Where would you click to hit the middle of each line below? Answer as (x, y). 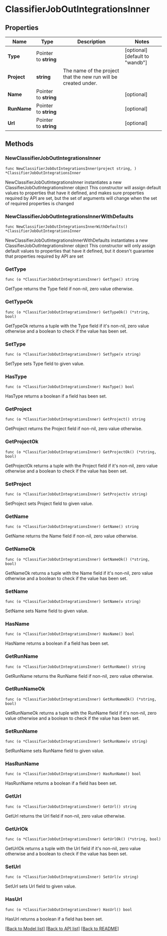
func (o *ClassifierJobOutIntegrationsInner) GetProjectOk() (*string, (81, 452)
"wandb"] (136, 62)
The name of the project (91, 71)
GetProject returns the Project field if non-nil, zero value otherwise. (74, 429)
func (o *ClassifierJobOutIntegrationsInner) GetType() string (72, 280)
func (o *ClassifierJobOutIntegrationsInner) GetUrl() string (71, 807)
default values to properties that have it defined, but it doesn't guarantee (80, 251)
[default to (137, 56)
